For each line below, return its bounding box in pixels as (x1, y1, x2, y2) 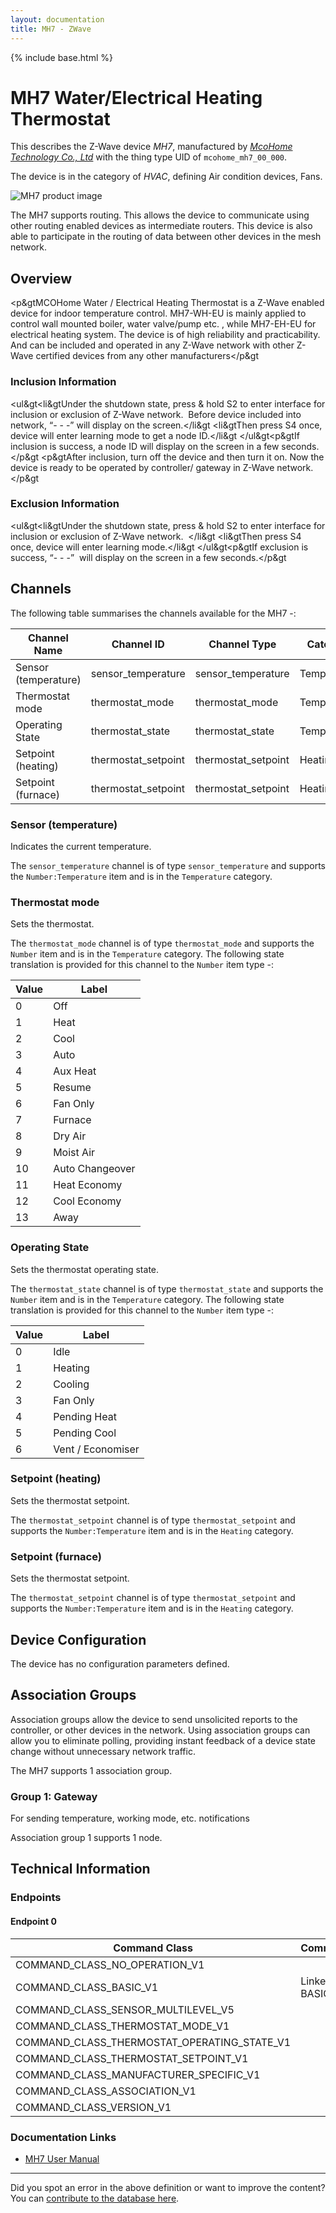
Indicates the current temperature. (10, 840, 152, 852)
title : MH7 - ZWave (10, 24, 92, 34)
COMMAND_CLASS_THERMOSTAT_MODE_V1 (15, 2019, 230, 2033)
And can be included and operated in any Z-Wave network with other (10, 339, 295, 351)
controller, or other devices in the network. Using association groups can (10, 1724, 311, 1736)
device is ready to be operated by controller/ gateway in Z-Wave (10, 461, 275, 473)
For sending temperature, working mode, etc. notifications (10, 1812, 250, 1825)
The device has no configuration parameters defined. (10, 1657, 230, 1670)
